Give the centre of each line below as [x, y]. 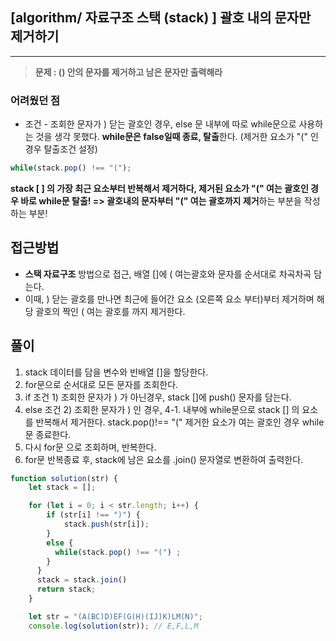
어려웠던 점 [35, 100]
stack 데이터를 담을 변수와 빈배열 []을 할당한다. [116, 372]
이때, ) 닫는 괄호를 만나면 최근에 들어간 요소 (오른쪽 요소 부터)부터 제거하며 [169, 299]
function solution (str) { [64, 478]
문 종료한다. [48, 434]
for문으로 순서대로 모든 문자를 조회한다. [101, 384]
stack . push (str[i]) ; [106, 524]
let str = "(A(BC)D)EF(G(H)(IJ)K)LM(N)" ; [115, 616]
